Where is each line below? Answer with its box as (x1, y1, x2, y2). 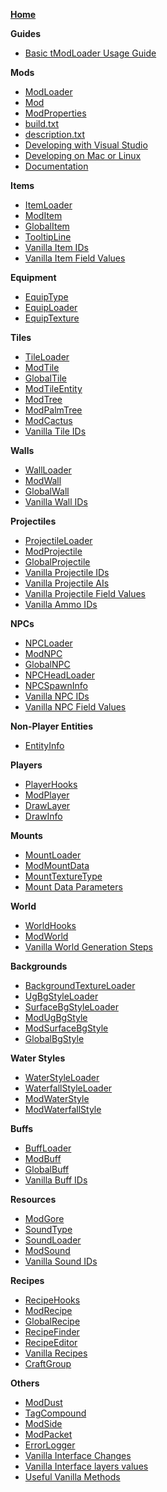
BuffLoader (24, 1142, 72, 1154)
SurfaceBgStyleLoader (24, 1001, 119, 1013)
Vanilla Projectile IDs (24, 567, 110, 578)
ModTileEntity (24, 383, 83, 394)
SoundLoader (24, 1234, 82, 1246)
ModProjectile (24, 545, 83, 557)
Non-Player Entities (10, 720, 94, 732)
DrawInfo (24, 810, 63, 822)
